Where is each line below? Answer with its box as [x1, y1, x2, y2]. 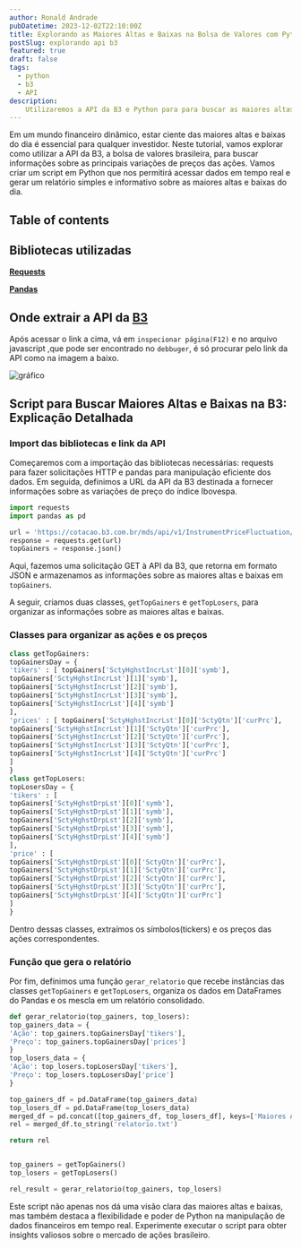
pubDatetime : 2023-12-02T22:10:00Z [9, 22, 142, 30]
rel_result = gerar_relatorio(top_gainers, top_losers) [9, 1184, 222, 1193]
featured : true [9, 47, 66, 56]
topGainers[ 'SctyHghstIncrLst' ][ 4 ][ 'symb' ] [9, 699, 175, 708]
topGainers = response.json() [9, 544, 123, 554]
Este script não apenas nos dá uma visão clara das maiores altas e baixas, [9, 1201, 284, 1211]
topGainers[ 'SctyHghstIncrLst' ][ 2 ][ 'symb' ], [9, 683, 178, 692]
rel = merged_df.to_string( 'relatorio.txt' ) [9, 1120, 178, 1129]
